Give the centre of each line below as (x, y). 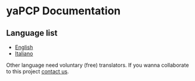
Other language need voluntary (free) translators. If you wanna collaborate (97, 65)
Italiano (24, 54)
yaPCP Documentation (64, 11)
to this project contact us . (38, 71)
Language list (32, 33)
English (24, 47)
